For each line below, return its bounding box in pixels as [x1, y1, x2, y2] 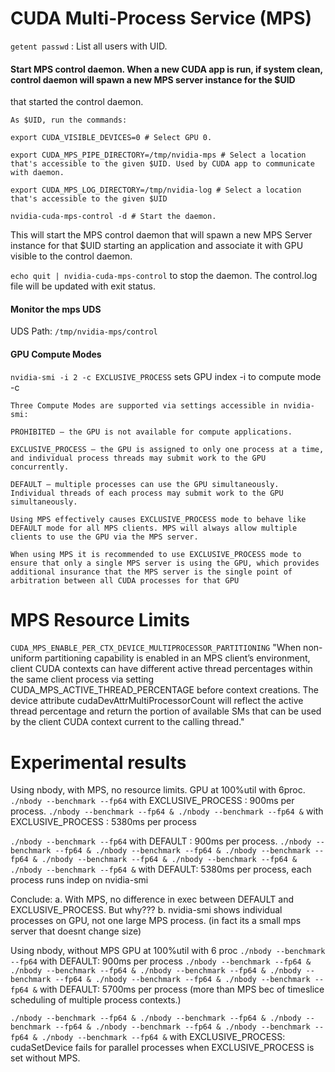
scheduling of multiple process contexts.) [10, 994, 182, 1006]
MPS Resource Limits [10, 608, 190, 631]
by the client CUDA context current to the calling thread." [10, 716, 245, 728]
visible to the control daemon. [10, 250, 133, 262]
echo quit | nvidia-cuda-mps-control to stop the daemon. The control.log [10, 270, 318, 282]
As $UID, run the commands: [10, 115, 128, 126]
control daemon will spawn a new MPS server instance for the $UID [10, 73, 296, 86]
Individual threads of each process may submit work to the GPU [10, 488, 284, 498]
